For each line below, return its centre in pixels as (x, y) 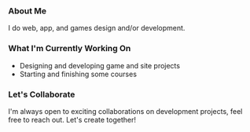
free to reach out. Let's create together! (72, 119)
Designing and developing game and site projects (100, 65)
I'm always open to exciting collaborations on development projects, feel (125, 111)
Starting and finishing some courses (78, 74)
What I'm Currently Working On (70, 49)
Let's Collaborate (42, 94)
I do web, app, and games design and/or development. (97, 28)
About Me (28, 11)
